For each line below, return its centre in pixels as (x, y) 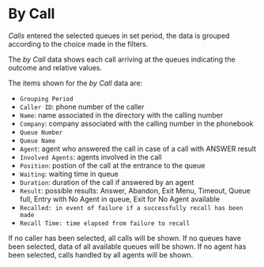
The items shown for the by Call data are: (75, 83)
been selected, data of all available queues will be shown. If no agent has (127, 246)
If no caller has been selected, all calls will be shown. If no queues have (124, 238)
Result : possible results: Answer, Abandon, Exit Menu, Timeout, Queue (135, 190)
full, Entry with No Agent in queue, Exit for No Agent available (119, 199)
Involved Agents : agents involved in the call (91, 157)
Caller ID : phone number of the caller (82, 107)
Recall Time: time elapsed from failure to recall (105, 223)
